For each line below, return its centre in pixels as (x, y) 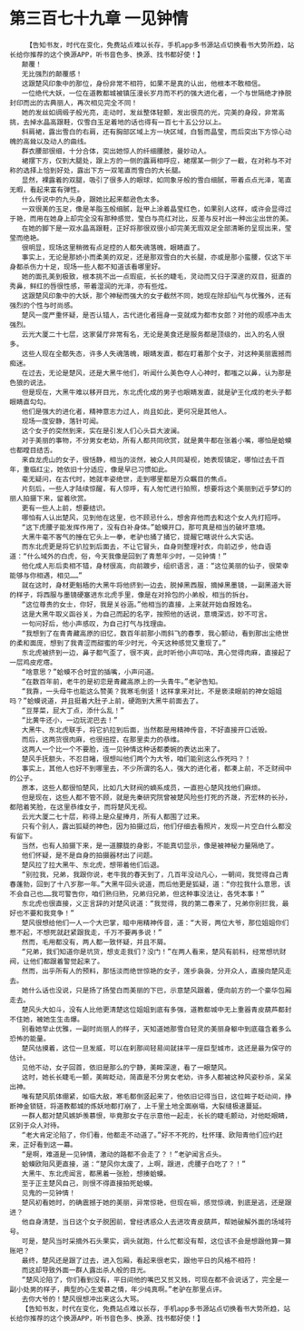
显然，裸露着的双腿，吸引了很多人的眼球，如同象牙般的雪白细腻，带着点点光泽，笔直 (157, 180)
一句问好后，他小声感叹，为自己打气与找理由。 (96, 624)
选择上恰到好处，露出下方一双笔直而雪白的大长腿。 (104, 170)
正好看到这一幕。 (49, 1145)
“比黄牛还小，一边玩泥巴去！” (69, 720)
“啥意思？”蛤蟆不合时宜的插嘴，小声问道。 (90, 672)
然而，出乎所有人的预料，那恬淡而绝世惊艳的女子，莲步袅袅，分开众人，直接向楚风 (153, 971)
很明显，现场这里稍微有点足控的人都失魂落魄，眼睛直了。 (113, 247)
